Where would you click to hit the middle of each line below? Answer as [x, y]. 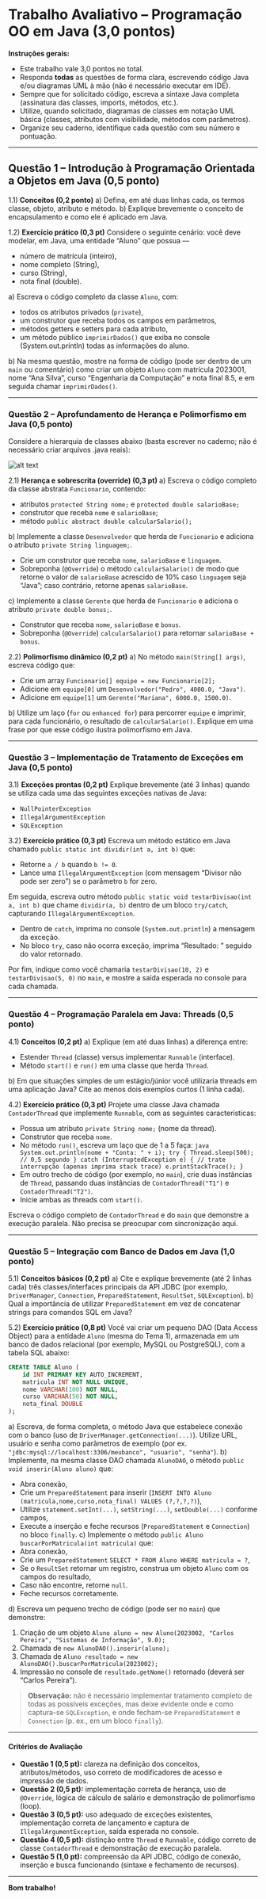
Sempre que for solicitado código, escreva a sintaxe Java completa [129, 94]
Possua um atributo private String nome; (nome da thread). [118, 1128]
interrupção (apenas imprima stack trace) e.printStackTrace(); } [131, 1167]
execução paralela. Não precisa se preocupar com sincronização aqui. [123, 1223]
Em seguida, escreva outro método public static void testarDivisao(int [130, 896]
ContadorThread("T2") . [56, 1191]
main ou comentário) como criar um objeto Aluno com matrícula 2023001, [127, 369]
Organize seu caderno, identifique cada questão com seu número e [130, 128]
